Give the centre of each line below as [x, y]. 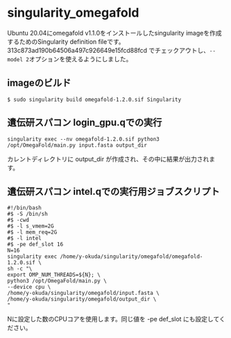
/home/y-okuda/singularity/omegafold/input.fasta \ [83, 293]
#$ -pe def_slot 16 [35, 245]
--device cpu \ [29, 287]
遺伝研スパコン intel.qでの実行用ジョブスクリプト [113, 192]
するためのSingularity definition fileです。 [66, 41]
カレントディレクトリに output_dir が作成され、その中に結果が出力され [108, 159]
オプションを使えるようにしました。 [80, 59]
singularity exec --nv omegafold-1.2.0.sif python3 [83, 139]
